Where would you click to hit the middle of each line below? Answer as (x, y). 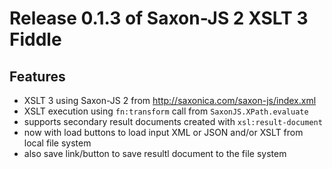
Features (37, 76)
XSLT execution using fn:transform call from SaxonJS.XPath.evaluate (166, 111)
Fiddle (35, 39)
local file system (57, 143)
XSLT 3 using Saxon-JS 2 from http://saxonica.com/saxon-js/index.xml (170, 100)
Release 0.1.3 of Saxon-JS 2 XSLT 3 (159, 18)
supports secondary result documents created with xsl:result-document (173, 121)
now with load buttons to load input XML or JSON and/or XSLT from (163, 132)
